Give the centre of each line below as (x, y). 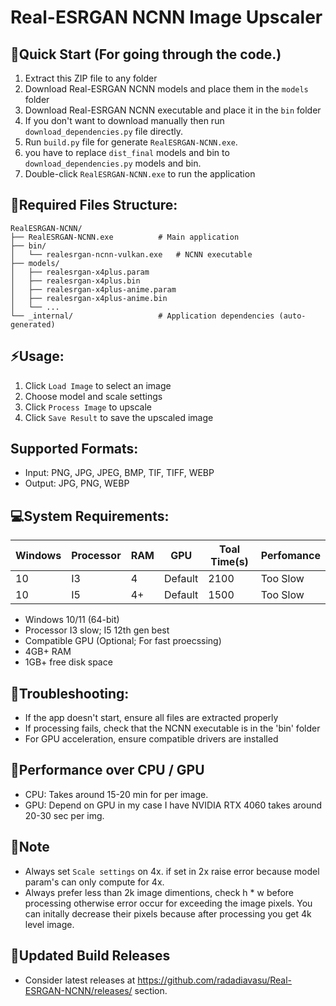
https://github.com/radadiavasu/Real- (215, 980)
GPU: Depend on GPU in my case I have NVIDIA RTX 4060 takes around (173, 805)
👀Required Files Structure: (94, 205)
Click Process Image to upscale (88, 407)
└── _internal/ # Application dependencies (142, 316)
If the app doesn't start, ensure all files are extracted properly (151, 718)
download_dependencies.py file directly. (104, 131)
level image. (49, 924)
